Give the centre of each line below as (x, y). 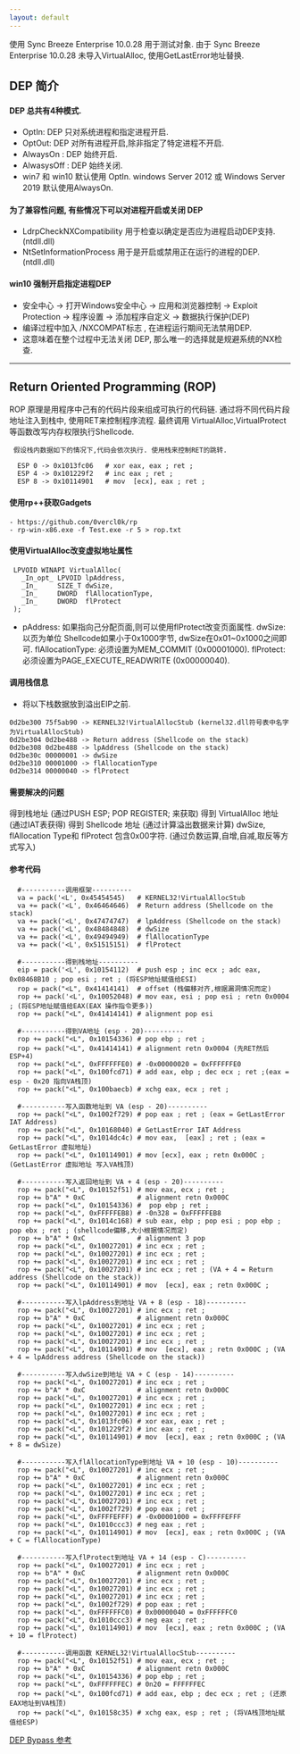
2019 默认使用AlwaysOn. (67, 188)
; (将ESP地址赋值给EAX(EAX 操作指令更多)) (81, 1006)
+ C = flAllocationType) (55, 1541)
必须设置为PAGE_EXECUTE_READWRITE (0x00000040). (126, 660)
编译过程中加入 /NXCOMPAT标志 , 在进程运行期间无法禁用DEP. (137, 328)
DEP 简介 (34, 86)
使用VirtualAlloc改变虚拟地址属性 (71, 551)
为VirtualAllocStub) (47, 732)
